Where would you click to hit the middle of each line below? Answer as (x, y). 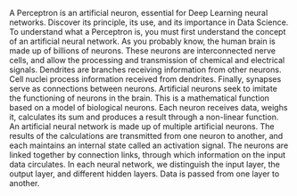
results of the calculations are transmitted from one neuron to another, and (146, 136)
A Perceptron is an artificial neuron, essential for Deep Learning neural (139, 13)
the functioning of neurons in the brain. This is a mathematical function (140, 98)
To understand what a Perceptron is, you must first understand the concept (148, 32)
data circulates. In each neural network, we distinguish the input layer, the (145, 164)
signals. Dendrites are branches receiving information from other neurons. (145, 69)
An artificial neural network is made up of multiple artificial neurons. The (142, 127)
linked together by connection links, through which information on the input (148, 155)
